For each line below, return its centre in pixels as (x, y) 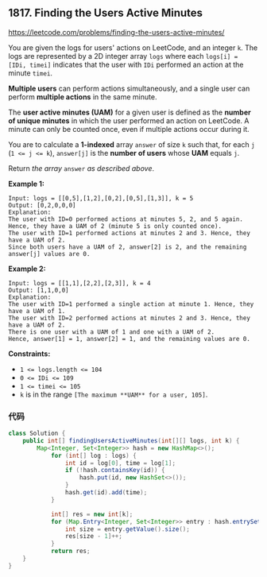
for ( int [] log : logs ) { (93, 455)
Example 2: (27, 269)
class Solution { (37, 434)
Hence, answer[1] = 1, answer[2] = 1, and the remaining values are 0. (129, 339)
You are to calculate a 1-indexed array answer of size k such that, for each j (132, 144)
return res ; (70, 552)
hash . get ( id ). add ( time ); (106, 493)
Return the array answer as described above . (81, 168)
